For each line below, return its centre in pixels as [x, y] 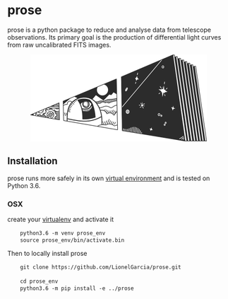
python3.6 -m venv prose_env [63, 233]
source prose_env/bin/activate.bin [72, 240]
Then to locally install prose [47, 254]
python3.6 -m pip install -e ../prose [77, 288]
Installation [32, 161]
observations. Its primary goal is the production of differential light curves [114, 37]
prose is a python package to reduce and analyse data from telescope [109, 30]
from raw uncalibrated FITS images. [59, 45]
